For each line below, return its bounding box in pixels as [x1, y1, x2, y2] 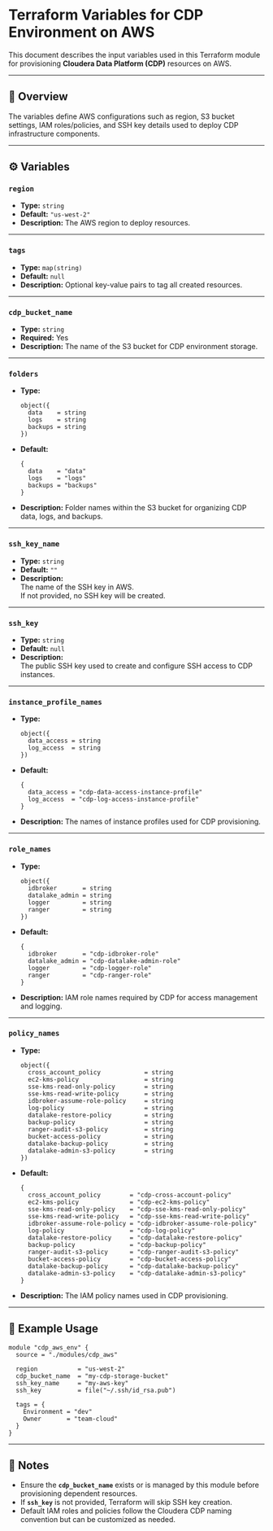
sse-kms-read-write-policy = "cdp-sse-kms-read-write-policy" [28, 1212, 250, 1220]
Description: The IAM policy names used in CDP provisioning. [19, 1290, 228, 1300]
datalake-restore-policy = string [28, 1111, 174, 1119]
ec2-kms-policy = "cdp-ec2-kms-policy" [28, 1198, 210, 1206]
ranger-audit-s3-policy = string [28, 1125, 174, 1133]
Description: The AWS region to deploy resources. [19, 218, 191, 228]
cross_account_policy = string [28, 1068, 174, 1076]
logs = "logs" [28, 475, 87, 483]
